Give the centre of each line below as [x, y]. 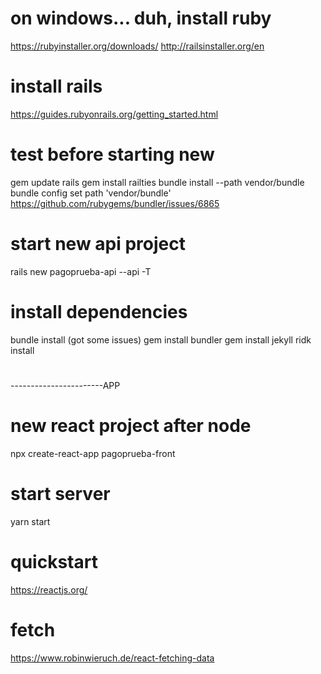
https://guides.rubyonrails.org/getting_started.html [114, 114]
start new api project [98, 244]
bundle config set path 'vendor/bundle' [91, 193]
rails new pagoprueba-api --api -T [81, 271]
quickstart [54, 561]
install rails [56, 86]
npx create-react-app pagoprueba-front [93, 453]
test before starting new [112, 154]
